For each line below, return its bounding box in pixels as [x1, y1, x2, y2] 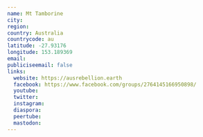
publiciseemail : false [7, 62, 73, 68]
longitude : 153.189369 [7, 49, 73, 56]
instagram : [13, 100, 45, 107]
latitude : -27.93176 [7, 42, 67, 49]
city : [7, 17, 23, 24]
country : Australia [7, 29, 64, 37]
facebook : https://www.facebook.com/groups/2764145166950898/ [13, 81, 197, 88]
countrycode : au [7, 36, 54, 43]
